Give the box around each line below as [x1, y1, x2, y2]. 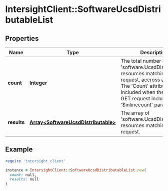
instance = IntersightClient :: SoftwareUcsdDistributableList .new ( [5, 167, 146, 172]
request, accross [120, 76, 160, 83]
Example [5, 145, 33, 154]
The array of [120, 109, 150, 116]
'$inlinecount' [120, 101, 153, 108]
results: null [9, 177, 39, 182]
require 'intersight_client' [5, 158, 66, 163]
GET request [120, 95, 150, 102]
